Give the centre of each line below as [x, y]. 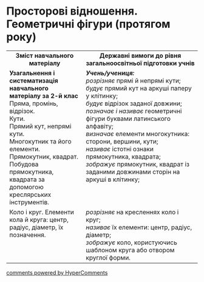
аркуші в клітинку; [113, 179]
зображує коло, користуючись [131, 242]
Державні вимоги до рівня [140, 55]
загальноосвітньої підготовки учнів [140, 63]
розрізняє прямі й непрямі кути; [133, 80]
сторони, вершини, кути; [122, 141]
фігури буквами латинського [128, 119]
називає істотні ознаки [120, 149]
